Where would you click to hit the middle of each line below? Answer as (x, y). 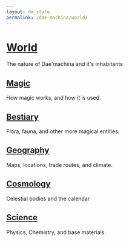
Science (22, 217)
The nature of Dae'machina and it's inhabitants (64, 64)
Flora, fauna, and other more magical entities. (63, 131)
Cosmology (28, 184)
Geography (28, 150)
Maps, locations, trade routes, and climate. (60, 165)
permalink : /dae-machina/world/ (47, 18)
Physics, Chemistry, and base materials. (56, 232)
